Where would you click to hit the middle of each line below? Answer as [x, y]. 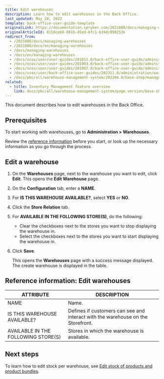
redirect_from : [20, 37]
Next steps [22, 354]
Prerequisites [26, 120]
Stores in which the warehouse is [106, 331]
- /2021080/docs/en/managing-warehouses [51, 46]
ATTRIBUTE [35, 294]
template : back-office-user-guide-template [50, 23]
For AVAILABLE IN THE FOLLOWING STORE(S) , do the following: [77, 217]
